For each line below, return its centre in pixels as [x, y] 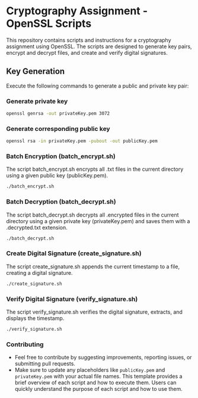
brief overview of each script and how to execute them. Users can [95, 383]
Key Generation [36, 72]
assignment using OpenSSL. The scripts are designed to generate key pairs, [99, 46]
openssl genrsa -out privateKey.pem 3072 [58, 114]
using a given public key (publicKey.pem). [57, 176]
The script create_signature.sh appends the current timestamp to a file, [93, 267]
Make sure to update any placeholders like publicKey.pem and [90, 370]
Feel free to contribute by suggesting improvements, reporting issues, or [103, 358]
